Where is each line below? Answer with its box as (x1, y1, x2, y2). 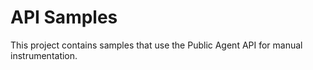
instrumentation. (10, 49, 78, 61)
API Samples (10, 6, 118, 29)
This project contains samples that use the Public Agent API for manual (10, 39, 303, 51)
